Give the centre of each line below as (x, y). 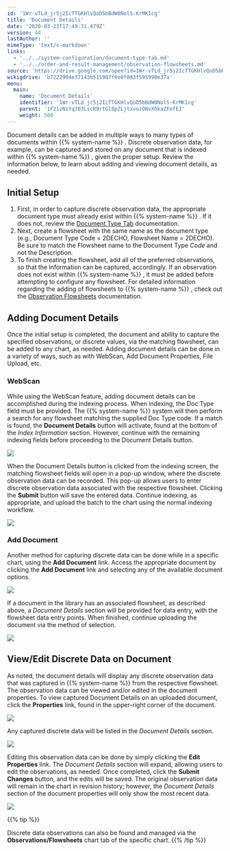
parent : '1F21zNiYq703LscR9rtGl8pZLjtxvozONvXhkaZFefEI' (102, 109)
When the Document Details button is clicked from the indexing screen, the (113, 466)
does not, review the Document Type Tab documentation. (98, 224)
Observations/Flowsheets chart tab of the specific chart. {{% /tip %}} (107, 840)
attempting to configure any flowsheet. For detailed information (106, 282)
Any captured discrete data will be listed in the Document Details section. (111, 731)
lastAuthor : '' (29, 39)
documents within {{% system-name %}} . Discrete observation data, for (110, 142)
